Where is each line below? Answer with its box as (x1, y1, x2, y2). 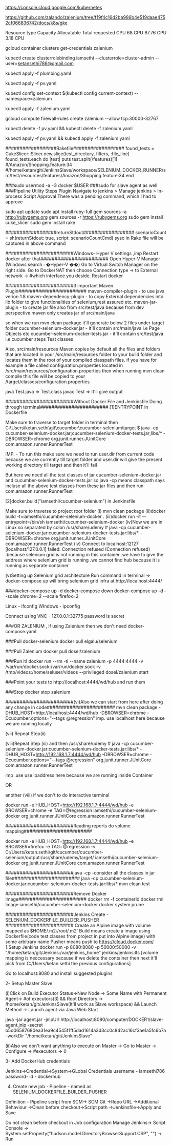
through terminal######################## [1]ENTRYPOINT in (5, 404, 148, 410)
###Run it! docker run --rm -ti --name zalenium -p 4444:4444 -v (5, 658, 143, 664)
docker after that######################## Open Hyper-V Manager (5, 256, 160, 262)
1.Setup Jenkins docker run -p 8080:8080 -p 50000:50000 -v (5, 944, 137, 950)
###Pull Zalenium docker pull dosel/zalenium (5, 648, 101, 654)
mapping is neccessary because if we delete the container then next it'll (5, 955, 157, 961)
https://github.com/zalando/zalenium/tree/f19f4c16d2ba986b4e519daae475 (5, 14, 166, 20)
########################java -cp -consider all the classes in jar (5, 870, 155, 876)
